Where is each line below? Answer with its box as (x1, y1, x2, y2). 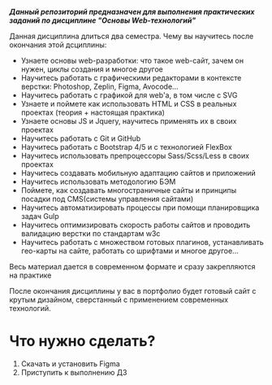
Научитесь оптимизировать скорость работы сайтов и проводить (20, 220, 251, 230)
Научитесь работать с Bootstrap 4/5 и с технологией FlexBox (20, 142, 232, 151)
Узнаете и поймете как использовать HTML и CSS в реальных (20, 99, 237, 108)
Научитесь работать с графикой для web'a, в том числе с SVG (20, 90, 238, 100)
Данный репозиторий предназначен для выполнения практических (9, 7, 255, 16)
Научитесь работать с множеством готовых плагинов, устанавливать (20, 238, 265, 247)
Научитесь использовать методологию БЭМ (20, 177, 176, 186)
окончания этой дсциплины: (9, 40, 107, 50)
